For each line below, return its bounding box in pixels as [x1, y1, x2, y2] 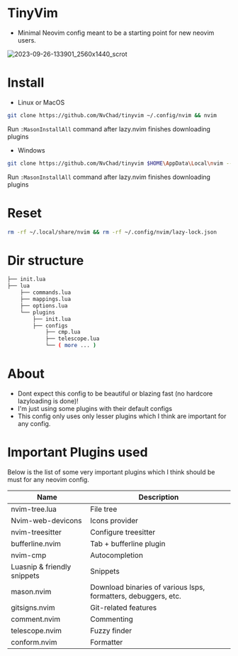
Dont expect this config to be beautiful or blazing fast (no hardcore [17, 389, 213, 398]
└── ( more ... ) [45, 342, 97, 349]
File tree [90, 504, 118, 514]
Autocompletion [90, 550, 144, 560]
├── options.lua [20, 302, 69, 310]
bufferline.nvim [11, 538, 62, 548]
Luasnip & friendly [11, 562, 72, 572]
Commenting [90, 614, 133, 624]
